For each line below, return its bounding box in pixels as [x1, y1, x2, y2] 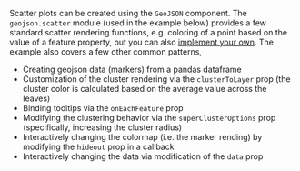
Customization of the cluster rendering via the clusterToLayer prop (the [22, 74, 291, 85]
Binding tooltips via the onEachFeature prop [22, 103, 184, 113]
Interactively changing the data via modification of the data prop [22, 151, 264, 162]
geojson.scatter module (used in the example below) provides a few [9, 17, 266, 28]
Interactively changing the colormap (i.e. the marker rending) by [22, 132, 263, 142]
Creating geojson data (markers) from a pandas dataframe [22, 64, 243, 75]
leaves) [22, 93, 51, 104]
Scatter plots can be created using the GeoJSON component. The [9, 8, 247, 18]
